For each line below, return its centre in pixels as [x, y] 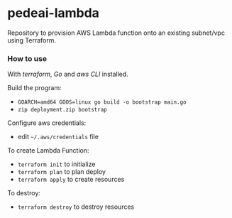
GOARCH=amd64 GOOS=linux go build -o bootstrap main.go [102, 102]
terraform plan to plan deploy [62, 172]
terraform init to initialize [56, 164]
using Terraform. [32, 40]
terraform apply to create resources [71, 180]
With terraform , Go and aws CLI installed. [68, 74]
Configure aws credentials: [47, 123]
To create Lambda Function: [49, 151]
